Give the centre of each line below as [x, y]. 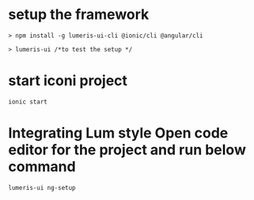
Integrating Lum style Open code [118, 133]
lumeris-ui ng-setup [42, 187]
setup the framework [79, 15]
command [42, 167]
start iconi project [68, 81]
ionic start [28, 102]
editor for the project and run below [127, 150]
